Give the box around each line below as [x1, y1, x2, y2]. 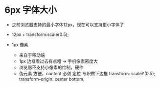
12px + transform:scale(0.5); [11, 31, 69, 37]
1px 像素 [11, 41, 29, 47]
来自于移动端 [19, 52, 45, 58]
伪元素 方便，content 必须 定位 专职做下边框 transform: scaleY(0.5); [19, 70, 155, 76]
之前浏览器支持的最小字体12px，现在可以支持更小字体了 [11, 22, 124, 28]
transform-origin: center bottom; [19, 76, 85, 82]
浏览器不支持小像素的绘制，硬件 [19, 64, 84, 70]
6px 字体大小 [4, 4, 57, 16]
